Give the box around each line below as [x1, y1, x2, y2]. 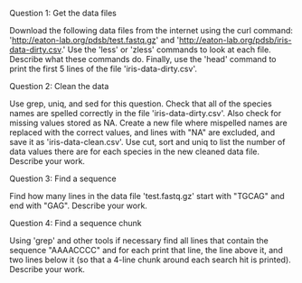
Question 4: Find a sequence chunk [9, 218, 142, 228]
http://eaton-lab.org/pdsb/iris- [179, 35, 292, 45]
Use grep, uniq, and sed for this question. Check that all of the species [9, 98, 273, 109]
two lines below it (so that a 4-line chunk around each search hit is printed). [9, 254, 291, 265]
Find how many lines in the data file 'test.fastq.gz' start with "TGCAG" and [9, 191, 285, 201]
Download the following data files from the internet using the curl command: [9, 25, 294, 35]
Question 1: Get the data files [9, 8, 118, 18]
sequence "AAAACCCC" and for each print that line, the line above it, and [9, 245, 283, 255]
